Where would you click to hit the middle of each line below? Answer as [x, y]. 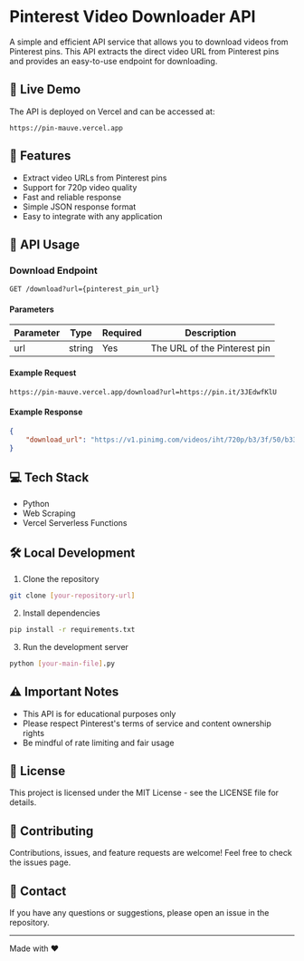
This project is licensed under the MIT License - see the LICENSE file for [144, 793]
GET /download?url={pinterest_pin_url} [85, 289]
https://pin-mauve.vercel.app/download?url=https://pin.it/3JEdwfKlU [143, 392]
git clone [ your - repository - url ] [72, 596]
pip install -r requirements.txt [72, 629]
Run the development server [76, 646]
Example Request [43, 373]
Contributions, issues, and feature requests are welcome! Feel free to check [151, 853]
